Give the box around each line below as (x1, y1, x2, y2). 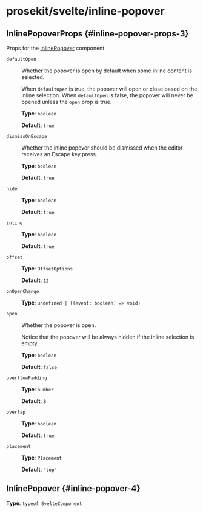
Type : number (21, 386, 55, 393)
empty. (21, 340, 39, 347)
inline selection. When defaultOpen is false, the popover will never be (21, 92, 194, 98)
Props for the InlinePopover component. (6, 44, 106, 52)
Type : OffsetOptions (21, 265, 73, 272)
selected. (21, 74, 45, 80)
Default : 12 (21, 277, 50, 284)
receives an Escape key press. (21, 151, 98, 157)
